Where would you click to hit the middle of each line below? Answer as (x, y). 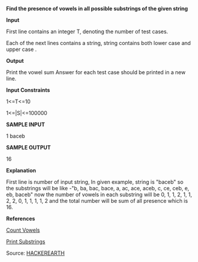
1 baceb (16, 136)
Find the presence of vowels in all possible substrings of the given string (97, 9)
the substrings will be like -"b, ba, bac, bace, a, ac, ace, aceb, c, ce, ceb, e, (98, 188)
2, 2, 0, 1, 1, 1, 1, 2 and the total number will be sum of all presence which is (97, 201)
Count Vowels (23, 230)
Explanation (21, 170)
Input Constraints (28, 90)
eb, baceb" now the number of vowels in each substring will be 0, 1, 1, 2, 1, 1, (99, 194)
